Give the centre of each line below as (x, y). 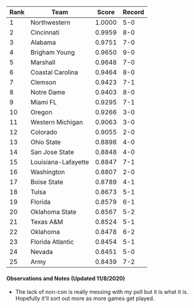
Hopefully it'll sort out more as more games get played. (85, 298)
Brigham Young (53, 52)
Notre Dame (48, 92)
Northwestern (50, 22)
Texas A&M (47, 222)
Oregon (41, 112)
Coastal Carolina (54, 72)
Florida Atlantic (52, 242)
